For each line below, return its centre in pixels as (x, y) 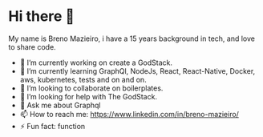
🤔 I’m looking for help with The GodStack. (89, 96)
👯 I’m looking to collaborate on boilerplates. (91, 88)
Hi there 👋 (41, 16)
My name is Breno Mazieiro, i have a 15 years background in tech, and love (131, 38)
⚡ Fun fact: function (53, 126)
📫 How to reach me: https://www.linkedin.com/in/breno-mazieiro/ (129, 114)
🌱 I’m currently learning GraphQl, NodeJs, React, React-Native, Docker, (138, 71)
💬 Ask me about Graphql (60, 105)
